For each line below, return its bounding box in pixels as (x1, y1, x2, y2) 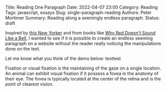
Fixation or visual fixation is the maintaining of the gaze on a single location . (5, 65, 161, 71)
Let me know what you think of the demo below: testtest (5, 55, 121, 61)
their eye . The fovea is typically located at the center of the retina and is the (5, 76, 161, 81)
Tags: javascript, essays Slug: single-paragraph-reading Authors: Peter (5, 9, 151, 15)
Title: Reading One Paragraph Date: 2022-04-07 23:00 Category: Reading (5, 4, 158, 10)
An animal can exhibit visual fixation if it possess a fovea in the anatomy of (5, 70, 158, 76)
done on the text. (5, 46, 40, 51)
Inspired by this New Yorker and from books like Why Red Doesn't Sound (5, 30, 156, 35)
